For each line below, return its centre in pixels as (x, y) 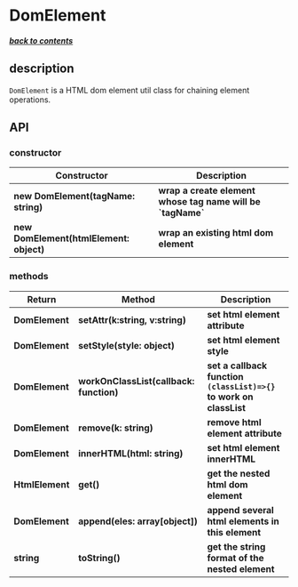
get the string (236, 546)
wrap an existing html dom (216, 233)
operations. (30, 100)
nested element (241, 568)
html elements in (243, 521)
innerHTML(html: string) (131, 453)
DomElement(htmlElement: (72, 238)
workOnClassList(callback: (137, 381)
